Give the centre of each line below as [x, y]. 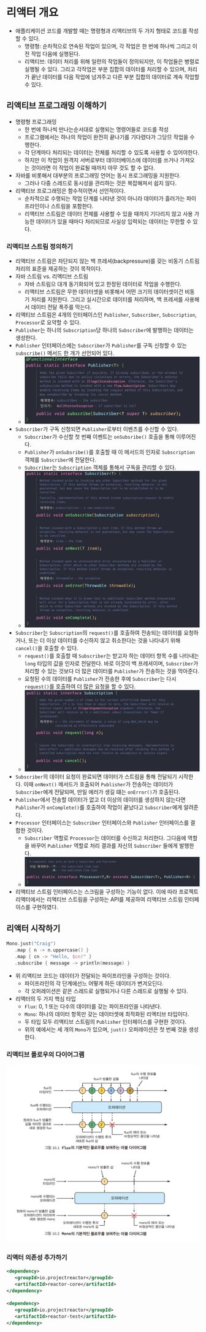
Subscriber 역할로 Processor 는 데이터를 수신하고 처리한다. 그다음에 [105, 838]
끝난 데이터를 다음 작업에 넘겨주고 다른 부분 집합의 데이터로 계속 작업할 [115, 77]
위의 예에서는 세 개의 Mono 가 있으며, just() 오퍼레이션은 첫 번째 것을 [106, 1029]
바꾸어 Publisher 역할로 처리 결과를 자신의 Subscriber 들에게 [104, 845]
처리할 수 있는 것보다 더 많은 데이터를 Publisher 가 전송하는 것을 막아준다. [112, 671]
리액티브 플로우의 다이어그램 [45, 1055]
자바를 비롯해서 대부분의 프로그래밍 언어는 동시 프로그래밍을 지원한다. [98, 175]
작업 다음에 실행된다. [56, 53]
